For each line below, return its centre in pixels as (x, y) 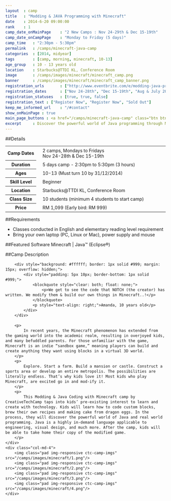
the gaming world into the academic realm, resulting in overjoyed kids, (85, 336)
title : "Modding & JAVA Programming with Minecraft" (66, 16)
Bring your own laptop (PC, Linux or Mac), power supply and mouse (84, 235)
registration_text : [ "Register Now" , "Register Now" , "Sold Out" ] (78, 102)
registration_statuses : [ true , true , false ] (57, 97)
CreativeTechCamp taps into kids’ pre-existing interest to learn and (82, 402)
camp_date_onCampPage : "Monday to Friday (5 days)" (66, 38)
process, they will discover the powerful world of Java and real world (84, 417)
